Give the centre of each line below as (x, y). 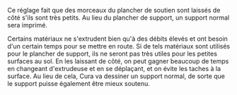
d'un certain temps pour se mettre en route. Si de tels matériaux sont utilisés (119, 46)
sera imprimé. (28, 25)
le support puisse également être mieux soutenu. (79, 83)
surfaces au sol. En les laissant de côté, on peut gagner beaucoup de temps (118, 61)
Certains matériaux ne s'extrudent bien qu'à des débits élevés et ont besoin (118, 39)
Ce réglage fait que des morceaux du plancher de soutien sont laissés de (114, 10)
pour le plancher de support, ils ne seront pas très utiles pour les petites (112, 53)
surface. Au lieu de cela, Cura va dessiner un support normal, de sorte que (116, 76)
